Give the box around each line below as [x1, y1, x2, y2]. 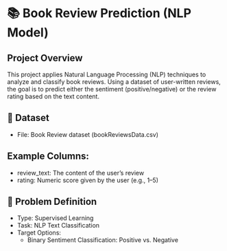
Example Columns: [7, 151, 89, 162]
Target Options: [16, 228, 62, 237]
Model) [7, 25, 49, 41]
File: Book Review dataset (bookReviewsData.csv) [16, 130, 159, 138]
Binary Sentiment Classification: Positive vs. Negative [27, 236, 178, 244]
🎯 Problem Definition [7, 196, 97, 208]
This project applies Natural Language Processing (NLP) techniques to [7, 70, 206, 78]
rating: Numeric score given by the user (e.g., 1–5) [16, 176, 159, 184]
